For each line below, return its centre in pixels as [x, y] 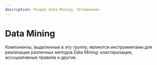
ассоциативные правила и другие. [41, 57]
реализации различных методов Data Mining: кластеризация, [69, 52]
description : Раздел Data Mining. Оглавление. [53, 9]
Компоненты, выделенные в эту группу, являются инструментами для [79, 47]
